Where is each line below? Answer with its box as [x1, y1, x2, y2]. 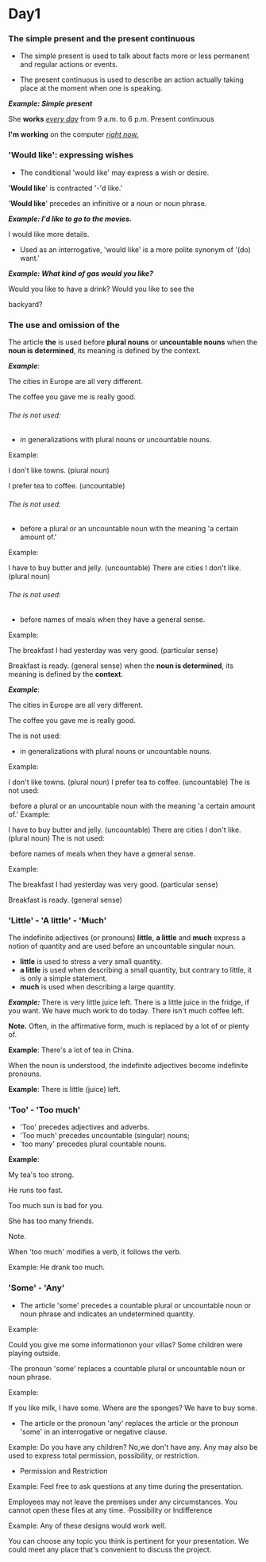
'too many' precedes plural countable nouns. [19, 1139, 167, 1149]
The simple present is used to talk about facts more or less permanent [19, 51, 250, 60]
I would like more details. [8, 229, 90, 239]
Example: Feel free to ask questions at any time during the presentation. [8, 1481, 244, 1491]
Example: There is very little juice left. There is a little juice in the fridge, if [8, 997, 250, 1007]
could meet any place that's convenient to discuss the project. [8, 1545, 212, 1554]
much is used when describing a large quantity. [19, 981, 176, 991]
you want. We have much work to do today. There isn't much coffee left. [8, 1005, 245, 1015]
